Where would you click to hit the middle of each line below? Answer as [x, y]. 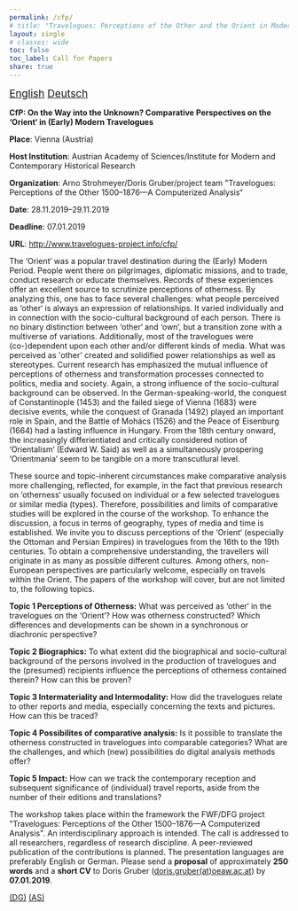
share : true [31, 67]
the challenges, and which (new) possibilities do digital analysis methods [142, 751]
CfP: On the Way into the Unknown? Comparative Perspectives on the [141, 113]
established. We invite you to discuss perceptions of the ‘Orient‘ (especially [146, 532]
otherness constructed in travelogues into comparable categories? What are [149, 742]
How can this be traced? [54, 715]
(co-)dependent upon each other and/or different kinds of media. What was [147, 346]
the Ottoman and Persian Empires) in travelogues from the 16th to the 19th [144, 541]
